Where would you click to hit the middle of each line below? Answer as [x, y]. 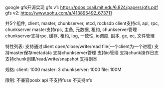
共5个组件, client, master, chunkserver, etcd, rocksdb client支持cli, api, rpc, [82, 23]
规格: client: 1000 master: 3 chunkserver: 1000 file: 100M [63, 69]
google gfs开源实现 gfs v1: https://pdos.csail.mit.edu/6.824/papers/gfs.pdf [82, 7]
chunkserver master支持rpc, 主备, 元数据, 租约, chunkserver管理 [71, 29]
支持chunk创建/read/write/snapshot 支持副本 [51, 59]
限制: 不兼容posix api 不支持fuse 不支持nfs [49, 80]
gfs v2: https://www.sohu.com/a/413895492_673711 [59, 13]
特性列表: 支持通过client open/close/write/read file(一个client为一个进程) [79, 46]
